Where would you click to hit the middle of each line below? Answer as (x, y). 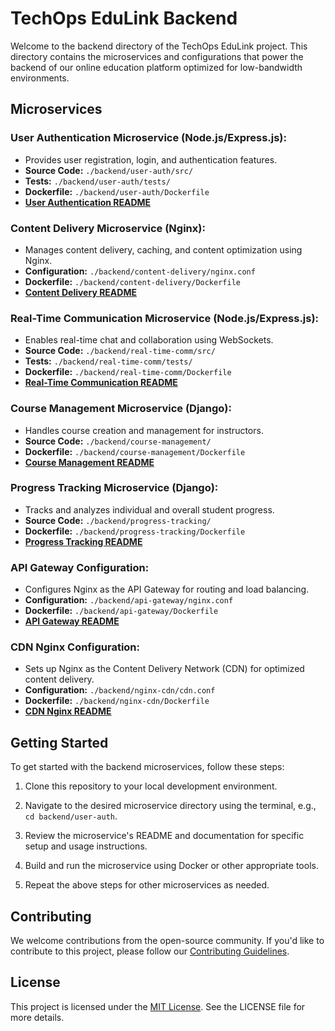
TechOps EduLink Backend (124, 18)
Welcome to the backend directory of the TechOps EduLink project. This (159, 46)
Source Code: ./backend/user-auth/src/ (109, 170)
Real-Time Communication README (101, 383)
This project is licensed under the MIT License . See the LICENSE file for (158, 1006)
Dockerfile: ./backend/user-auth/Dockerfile (117, 191)
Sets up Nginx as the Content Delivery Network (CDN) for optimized (164, 669)
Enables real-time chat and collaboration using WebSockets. (149, 340)
